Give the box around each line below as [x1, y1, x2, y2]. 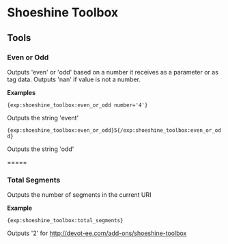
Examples [7, 88, 36, 96]
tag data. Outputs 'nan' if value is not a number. [7, 75, 141, 83]
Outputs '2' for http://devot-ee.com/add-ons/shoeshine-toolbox [7, 229, 187, 237]
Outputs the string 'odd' [7, 145, 74, 153]
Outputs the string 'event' [7, 113, 79, 122]
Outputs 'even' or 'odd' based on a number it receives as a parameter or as [7, 68, 218, 76]
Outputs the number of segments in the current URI [7, 191, 152, 199]
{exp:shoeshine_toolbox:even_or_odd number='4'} [7, 101, 148, 109]
